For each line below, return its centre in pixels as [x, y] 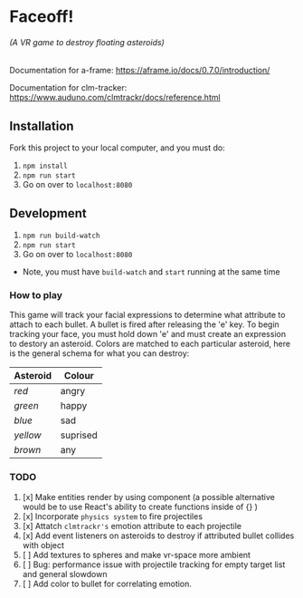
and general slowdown [65, 574]
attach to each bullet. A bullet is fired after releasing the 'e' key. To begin [145, 324]
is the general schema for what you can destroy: [99, 353]
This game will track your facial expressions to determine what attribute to [147, 315]
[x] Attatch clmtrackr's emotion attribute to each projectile [132, 526]
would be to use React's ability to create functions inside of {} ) [140, 506]
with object [43, 545]
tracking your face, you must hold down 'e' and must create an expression [148, 334]
